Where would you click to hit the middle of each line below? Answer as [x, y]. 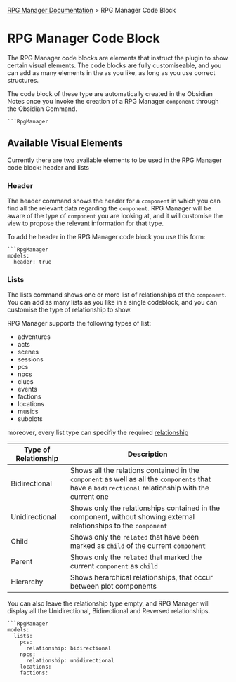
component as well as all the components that [140, 479]
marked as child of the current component [138, 546]
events [27, 389]
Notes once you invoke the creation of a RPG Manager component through [113, 101]
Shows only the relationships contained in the [145, 508]
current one [89, 497]
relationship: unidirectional [70, 661]
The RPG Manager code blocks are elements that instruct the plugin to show [118, 58]
